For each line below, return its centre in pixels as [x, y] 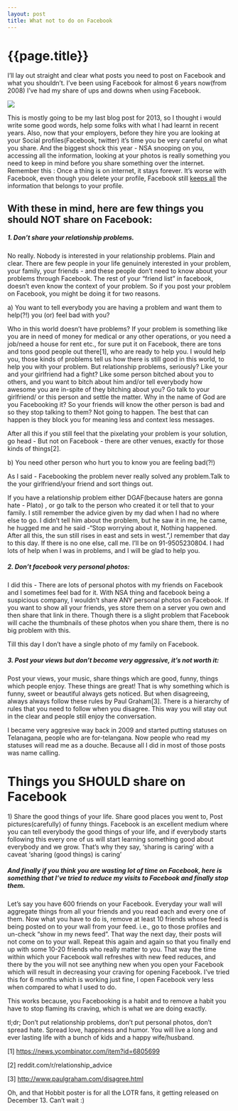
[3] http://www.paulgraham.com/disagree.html [76, 1079]
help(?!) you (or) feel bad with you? [59, 315]
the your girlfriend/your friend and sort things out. [80, 484]
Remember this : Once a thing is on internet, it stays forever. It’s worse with [117, 171]
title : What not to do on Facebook [60, 21]
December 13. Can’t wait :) [46, 1100]
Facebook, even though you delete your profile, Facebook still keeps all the [117, 178]
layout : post [27, 14]
